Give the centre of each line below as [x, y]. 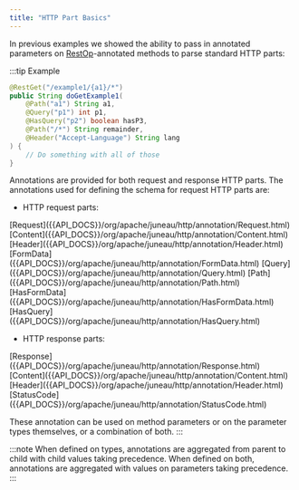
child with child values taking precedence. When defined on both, [132, 459]
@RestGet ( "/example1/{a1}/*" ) [67, 87]
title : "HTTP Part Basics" [60, 18]
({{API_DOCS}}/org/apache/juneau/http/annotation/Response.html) [135, 366]
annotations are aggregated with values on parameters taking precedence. [149, 468]
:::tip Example [35, 71]
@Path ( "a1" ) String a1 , [71, 104]
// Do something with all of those [93, 155]
